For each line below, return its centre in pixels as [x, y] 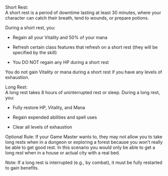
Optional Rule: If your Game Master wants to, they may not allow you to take [84, 137]
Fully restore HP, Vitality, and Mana [49, 107]
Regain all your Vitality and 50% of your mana [60, 37]
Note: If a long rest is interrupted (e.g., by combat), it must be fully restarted [84, 162]
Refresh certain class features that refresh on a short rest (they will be [85, 47]
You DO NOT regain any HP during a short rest [61, 62]
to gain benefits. [22, 168]
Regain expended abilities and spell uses [55, 117]
